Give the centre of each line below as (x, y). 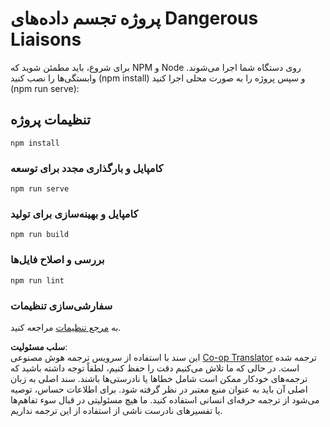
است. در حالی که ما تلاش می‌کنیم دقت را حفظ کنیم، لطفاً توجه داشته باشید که (155, 368)
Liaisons (46, 39)
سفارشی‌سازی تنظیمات (61, 305)
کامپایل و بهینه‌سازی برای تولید (74, 214)
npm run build (40, 235)
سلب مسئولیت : (39, 346)
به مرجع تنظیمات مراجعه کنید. (66, 327)
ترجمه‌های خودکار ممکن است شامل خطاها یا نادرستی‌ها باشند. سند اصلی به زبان (159, 378)
